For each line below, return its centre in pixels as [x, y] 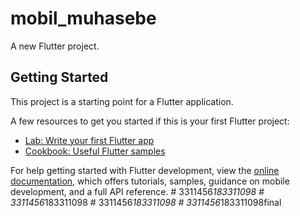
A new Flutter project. [55, 46]
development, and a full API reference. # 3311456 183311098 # [137, 191]
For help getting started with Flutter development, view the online [145, 170]
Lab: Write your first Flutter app [89, 140]
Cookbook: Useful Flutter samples [95, 151]
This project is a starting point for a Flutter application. [122, 101]
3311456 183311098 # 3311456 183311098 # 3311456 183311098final [146, 202]
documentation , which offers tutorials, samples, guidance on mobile [150, 181]
